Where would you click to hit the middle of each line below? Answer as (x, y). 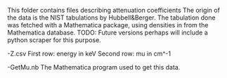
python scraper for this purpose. (54, 40)
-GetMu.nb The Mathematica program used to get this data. (94, 67)
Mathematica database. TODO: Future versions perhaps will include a (108, 32)
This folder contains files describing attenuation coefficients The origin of (113, 10)
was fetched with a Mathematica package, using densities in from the (108, 25)
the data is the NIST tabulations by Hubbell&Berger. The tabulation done (111, 18)
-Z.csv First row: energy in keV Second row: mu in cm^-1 (89, 53)
